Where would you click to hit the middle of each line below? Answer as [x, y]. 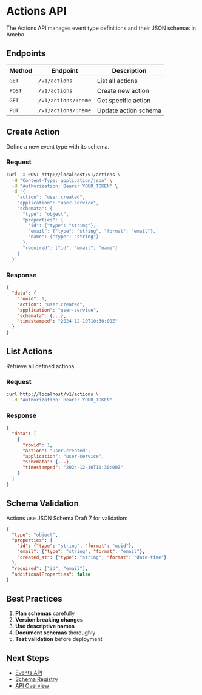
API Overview [32, 686]
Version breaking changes [49, 620]
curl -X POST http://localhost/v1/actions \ [63, 175]
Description [129, 70]
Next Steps [28, 658]
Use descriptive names [45, 626]
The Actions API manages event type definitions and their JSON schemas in [101, 28]
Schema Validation [42, 504]
